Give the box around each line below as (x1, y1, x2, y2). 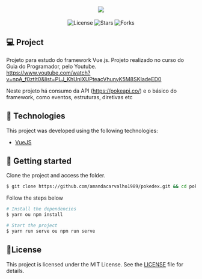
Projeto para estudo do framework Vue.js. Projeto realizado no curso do (6, 56, 185, 63)
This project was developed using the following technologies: (6, 127, 158, 134)
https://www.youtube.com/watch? (6, 69, 91, 76)
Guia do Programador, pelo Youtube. (6, 63, 97, 70)
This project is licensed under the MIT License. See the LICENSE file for (6, 260, 184, 268)
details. (6, 267, 25, 274)
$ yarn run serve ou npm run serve (6, 228, 96, 234)
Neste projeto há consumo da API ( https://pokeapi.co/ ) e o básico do (6, 87, 177, 94)
